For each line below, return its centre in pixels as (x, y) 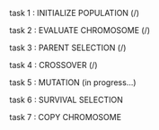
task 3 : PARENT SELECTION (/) (68, 48)
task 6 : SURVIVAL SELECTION (66, 100)
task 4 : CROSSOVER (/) (53, 65)
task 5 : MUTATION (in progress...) (73, 82)
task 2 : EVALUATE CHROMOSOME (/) (80, 30)
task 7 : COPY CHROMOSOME (66, 117)
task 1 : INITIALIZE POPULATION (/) (75, 13)
